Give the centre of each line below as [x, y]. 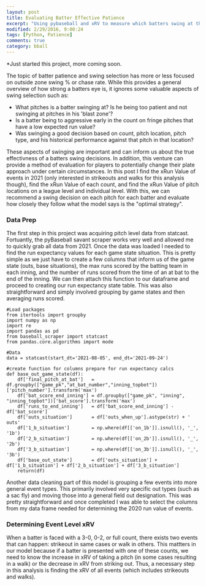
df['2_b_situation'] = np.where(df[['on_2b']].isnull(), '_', [108, 439]
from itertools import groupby [46, 315]
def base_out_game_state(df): [45, 374]
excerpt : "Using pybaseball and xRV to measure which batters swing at [100, 23]
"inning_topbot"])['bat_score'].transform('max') [71, 401]
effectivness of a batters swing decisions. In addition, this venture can [95, 158]
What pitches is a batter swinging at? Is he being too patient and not [101, 107]
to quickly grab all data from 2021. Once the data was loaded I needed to [98, 246]
